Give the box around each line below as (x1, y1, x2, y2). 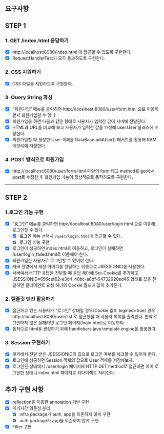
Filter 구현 (12, 424, 32, 430)
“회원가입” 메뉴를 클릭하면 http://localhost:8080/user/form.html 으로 (12, 106, 146, 112)
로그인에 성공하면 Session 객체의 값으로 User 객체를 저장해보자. (12, 357, 134, 363)
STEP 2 (5, 193, 28, 202)
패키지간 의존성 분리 (12, 405, 50, 411)
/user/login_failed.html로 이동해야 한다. (12, 251, 88, 257)
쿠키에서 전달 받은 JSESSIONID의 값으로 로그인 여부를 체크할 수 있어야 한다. (12, 351, 157, 357)
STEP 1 (5, 21, 26, 30)
